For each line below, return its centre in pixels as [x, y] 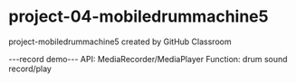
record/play [30, 69]
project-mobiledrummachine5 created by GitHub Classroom [120, 41]
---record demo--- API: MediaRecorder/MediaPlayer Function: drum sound [148, 59]
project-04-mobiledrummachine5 [138, 17]
